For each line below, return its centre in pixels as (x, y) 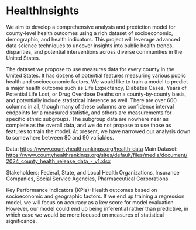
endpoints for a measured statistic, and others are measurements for (89, 113)
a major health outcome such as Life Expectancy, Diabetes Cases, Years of (97, 88)
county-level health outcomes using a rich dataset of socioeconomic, (90, 33)
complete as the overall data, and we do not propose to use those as (89, 125)
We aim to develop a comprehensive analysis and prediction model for (91, 27)
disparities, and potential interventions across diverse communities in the (94, 51)
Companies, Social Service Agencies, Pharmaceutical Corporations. (88, 179)
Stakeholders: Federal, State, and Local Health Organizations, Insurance (93, 172)
